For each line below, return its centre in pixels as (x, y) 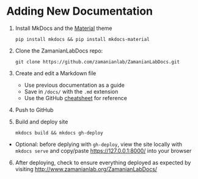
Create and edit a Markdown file (56, 73)
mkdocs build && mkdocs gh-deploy (59, 133)
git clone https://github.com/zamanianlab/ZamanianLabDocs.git (97, 62)
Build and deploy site (42, 122)
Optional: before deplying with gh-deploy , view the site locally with (98, 144)
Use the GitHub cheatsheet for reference (75, 98)
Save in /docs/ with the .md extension (71, 91)
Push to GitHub (34, 110)
